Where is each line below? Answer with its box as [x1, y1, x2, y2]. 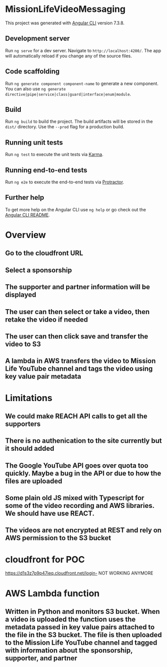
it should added [5, 444, 55, 453]
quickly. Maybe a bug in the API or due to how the [5, 469, 162, 478]
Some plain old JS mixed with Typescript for [5, 494, 145, 502]
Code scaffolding [5, 67, 60, 76]
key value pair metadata [5, 372, 82, 381]
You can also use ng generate [5, 85, 66, 91]
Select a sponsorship [5, 266, 72, 274]
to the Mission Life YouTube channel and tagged [5, 639, 158, 647]
